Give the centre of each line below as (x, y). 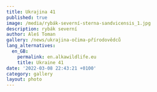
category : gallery (30, 74)
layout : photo (24, 79)
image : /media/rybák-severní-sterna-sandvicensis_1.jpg (78, 23)
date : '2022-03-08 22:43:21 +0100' (51, 68)
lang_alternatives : (31, 46)
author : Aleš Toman (31, 34)
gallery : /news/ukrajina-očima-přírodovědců (64, 40)
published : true (27, 18)
